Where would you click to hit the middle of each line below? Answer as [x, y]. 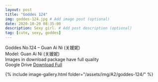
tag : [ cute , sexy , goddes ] [33, 33]
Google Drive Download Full [34, 65]
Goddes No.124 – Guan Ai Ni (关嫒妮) [43, 47]
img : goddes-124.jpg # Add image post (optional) [58, 19]
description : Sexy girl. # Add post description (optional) [69, 28]
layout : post [19, 10]
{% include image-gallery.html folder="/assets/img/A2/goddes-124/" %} [79, 74]
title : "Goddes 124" [27, 14]
